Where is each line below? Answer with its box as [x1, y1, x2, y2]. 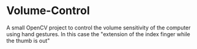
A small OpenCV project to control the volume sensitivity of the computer [6, 24, 191, 31]
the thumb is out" [6, 37, 50, 44]
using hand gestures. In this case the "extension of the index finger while [6, 30, 191, 37]
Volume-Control [6, 4, 90, 18]
